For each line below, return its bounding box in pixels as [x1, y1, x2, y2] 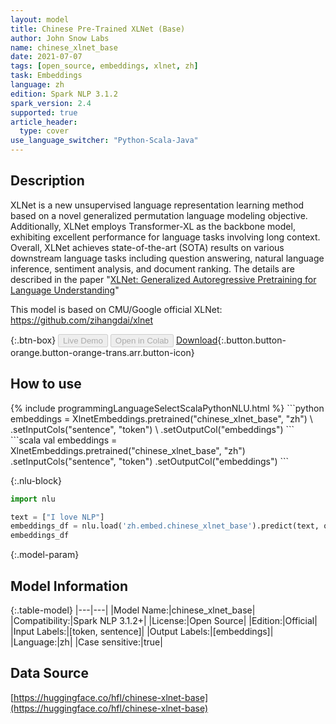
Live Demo [63, 335, 103, 346]
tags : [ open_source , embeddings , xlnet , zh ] [10, 61, 199, 71]
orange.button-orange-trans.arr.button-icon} [10, 346, 195, 358]
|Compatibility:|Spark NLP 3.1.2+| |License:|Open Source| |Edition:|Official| [10, 614, 318, 626]
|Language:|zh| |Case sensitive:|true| [10, 636, 163, 648]
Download [175, 334, 218, 346]
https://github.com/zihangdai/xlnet [10, 314, 153, 326]
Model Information [10, 577, 129, 595]
